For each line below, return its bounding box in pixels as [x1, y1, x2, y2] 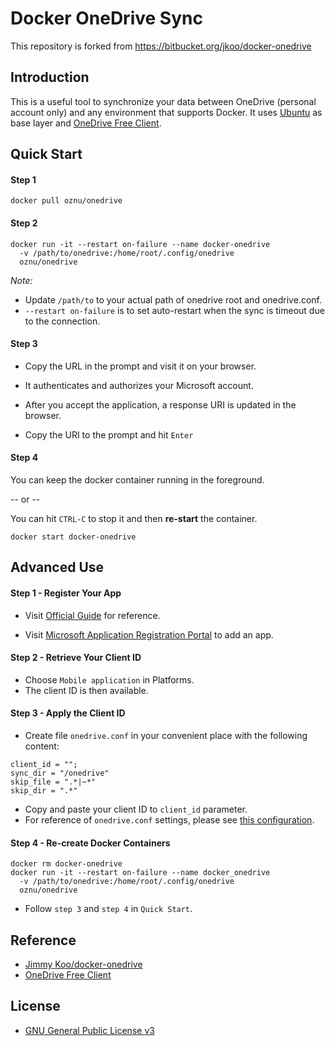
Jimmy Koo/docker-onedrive [24, 958, 143, 970]
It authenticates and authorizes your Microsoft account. [24, 379, 254, 391]
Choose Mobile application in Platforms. [24, 673, 195, 686]
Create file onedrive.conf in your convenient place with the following [24, 729, 308, 741]
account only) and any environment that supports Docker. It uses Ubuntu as [10, 106, 323, 118]
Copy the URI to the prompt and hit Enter [24, 428, 194, 441]
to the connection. [24, 315, 101, 327]
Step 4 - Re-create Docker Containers [10, 837, 171, 849]
